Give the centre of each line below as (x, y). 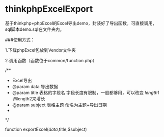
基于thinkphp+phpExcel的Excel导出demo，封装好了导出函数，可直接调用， (81, 23)
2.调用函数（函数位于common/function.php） (51, 60)
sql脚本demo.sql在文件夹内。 (35, 29)
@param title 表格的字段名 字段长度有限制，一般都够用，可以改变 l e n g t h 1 (86, 92)
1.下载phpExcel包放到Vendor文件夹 (41, 50)
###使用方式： (20, 40)
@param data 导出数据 (35, 86)
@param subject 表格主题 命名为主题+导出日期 (59, 105)
